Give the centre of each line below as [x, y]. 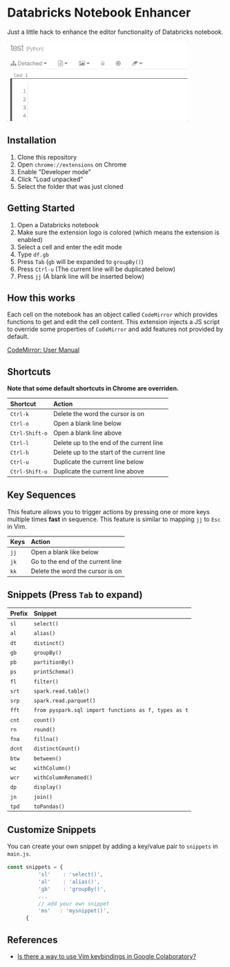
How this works [41, 298]
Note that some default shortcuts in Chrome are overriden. [93, 388]
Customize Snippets [52, 830]
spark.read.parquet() [65, 701]
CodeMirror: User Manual [44, 350]
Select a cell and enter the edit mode [69, 247]
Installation [32, 141]
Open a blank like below [65, 552]
